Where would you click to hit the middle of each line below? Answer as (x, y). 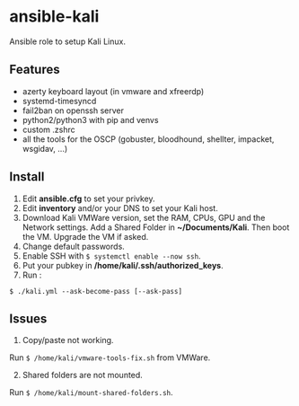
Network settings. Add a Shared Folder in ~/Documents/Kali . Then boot (156, 227)
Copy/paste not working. (68, 340)
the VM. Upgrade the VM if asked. (85, 236)
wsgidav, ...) (45, 148)
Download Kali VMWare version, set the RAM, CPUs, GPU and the (144, 217)
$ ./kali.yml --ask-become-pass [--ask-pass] (96, 291)
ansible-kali (54, 17)
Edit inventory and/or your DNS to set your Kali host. (120, 207)
